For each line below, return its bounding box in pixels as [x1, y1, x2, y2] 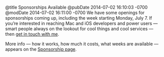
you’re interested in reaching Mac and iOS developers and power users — [5, 20, 158, 26]
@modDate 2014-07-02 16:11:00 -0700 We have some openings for [5, 10, 145, 16]
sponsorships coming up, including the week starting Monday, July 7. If [5, 15, 152, 21]
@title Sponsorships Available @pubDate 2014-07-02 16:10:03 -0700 [5, 5, 148, 10]
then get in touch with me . [5, 31, 59, 37]
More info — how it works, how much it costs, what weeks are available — [5, 41, 159, 47]
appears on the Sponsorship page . [5, 46, 77, 52]
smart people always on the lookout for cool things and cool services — [5, 26, 154, 32]
